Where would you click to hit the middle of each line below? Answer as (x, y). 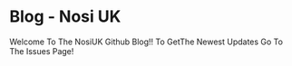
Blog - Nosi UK (65, 17)
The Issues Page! (42, 51)
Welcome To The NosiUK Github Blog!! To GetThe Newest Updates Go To (146, 42)
